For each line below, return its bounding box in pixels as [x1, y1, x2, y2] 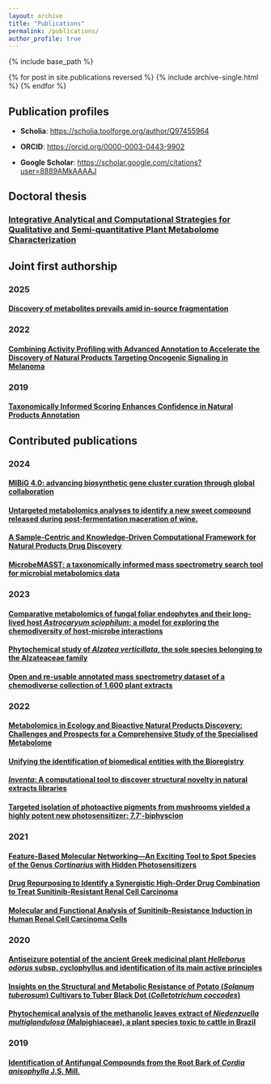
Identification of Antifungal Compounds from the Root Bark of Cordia [8, 1057, 245, 1067]
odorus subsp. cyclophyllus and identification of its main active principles [8, 963, 263, 973]
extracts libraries [8, 784, 67, 794]
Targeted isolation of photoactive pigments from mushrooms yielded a [8, 802, 251, 811]
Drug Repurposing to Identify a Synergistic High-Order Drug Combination [8, 878, 260, 888]
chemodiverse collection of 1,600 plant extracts [8, 680, 173, 690]
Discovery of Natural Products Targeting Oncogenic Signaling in [8, 352, 229, 362]
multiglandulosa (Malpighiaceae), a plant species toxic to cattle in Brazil [8, 1017, 256, 1027]
